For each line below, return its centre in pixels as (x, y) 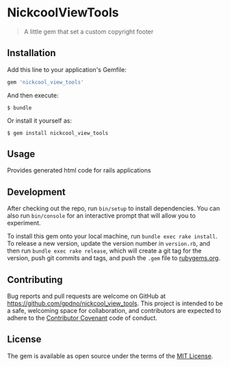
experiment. (24, 223)
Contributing (35, 280)
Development (37, 192)
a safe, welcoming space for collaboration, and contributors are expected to (114, 311)
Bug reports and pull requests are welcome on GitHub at (87, 296)
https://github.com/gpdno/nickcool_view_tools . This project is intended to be (115, 303)
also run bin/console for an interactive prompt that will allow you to (102, 216)
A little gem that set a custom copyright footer (89, 31)
